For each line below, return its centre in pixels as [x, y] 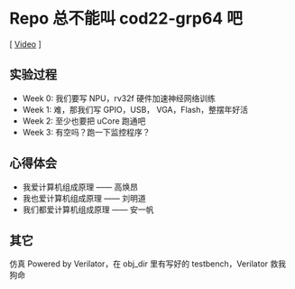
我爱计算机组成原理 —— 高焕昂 [80, 187]
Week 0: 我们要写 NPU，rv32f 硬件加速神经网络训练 [119, 98]
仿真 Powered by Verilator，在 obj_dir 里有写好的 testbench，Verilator [139, 264]
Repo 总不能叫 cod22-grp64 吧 [126, 19]
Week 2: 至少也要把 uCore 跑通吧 [84, 121]
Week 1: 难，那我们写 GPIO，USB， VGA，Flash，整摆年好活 [135, 109]
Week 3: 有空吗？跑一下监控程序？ [86, 132]
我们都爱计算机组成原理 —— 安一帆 [88, 210]
